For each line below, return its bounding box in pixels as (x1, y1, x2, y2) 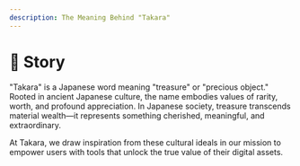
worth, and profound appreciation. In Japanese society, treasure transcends (9, 100, 291, 111)
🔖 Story (9, 51, 66, 72)
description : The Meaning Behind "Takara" (9, 13, 171, 22)
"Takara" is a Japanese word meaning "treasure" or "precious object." (9, 82, 269, 92)
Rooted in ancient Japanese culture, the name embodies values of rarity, (9, 91, 278, 101)
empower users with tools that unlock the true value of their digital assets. (9, 146, 284, 157)
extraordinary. (9, 119, 61, 130)
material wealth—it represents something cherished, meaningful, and (9, 109, 265, 121)
